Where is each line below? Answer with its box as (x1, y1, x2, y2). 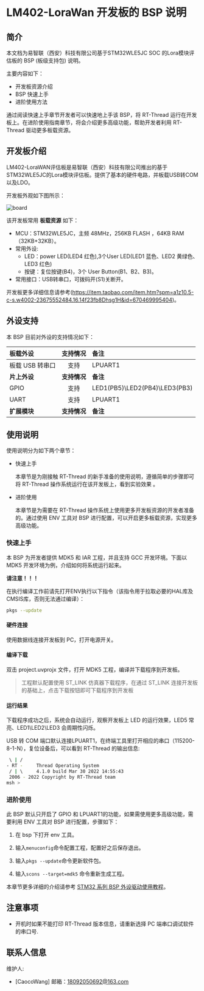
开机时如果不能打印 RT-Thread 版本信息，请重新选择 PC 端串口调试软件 (15, 920, 194, 927)
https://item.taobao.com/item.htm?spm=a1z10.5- (72, 288, 194, 295)
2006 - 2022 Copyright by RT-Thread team (9, 774, 116, 780)
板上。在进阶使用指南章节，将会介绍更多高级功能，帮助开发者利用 (6, 119, 172, 126)
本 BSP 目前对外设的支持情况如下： (6, 333, 94, 340)
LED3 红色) (24, 260, 52, 267)
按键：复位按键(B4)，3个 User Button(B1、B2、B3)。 (24, 267, 157, 275)
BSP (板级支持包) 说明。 (23, 57, 84, 64)
